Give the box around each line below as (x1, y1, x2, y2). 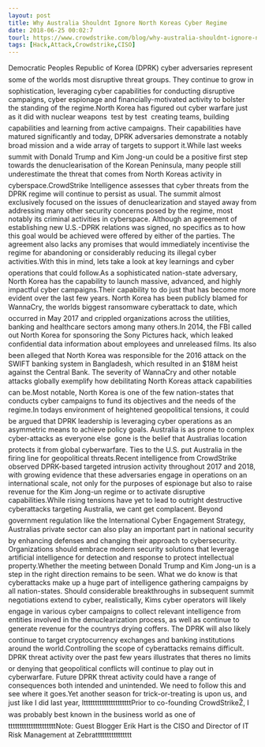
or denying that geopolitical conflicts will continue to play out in (8, 664, 215, 673)
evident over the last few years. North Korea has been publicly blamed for (8, 293, 248, 303)
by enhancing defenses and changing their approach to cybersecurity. (8, 536, 237, 545)
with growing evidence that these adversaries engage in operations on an (8, 470, 248, 480)
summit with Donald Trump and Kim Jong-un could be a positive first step (8, 152, 248, 162)
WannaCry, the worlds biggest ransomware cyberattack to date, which (8, 302, 238, 312)
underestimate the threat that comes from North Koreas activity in (8, 169, 222, 179)
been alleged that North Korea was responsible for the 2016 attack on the (8, 351, 247, 360)
